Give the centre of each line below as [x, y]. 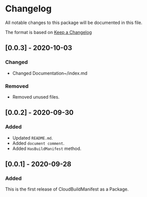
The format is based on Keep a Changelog [49, 32]
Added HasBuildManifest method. [47, 148]
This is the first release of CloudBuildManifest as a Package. [67, 189]
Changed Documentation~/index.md [50, 73]
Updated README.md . [33, 137]
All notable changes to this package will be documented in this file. [74, 22]
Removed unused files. [36, 97]
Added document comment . [38, 143]
